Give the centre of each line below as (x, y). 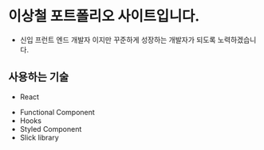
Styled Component (51, 129)
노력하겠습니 (237, 40)
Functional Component (57, 112)
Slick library (39, 137)
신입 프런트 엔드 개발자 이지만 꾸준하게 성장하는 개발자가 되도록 (118, 40)
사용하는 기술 (39, 77)
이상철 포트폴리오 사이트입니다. (104, 16)
